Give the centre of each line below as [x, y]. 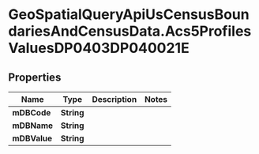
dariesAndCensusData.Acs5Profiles [130, 31]
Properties [35, 77]
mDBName [33, 126]
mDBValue [32, 138]
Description [114, 99]
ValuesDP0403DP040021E [99, 48]
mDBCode [32, 113]
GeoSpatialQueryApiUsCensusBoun [129, 15]
